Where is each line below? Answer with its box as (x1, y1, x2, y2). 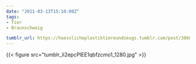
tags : (6, 14, 19, 20)
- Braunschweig (6, 24, 43, 31)
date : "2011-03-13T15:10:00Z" (6, 8, 80, 15)
